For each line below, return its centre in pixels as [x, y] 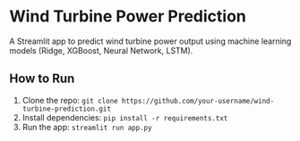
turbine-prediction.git [67, 109]
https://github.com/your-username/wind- [198, 101]
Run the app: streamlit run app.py [87, 127]
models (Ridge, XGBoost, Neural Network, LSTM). [101, 50]
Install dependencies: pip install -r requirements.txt [125, 117]
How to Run [42, 79]
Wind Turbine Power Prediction [128, 17]
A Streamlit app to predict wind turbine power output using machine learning [150, 41]
